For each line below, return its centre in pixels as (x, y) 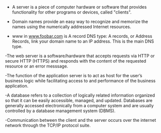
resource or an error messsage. (37, 66)
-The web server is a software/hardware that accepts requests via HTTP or (80, 56)
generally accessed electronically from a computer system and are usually (80, 106)
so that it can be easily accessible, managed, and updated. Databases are (79, 100)
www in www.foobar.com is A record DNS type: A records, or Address (82, 36)
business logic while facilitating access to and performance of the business (80, 81)
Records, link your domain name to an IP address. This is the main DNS (83, 41)
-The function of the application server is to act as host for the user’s (74, 75)
